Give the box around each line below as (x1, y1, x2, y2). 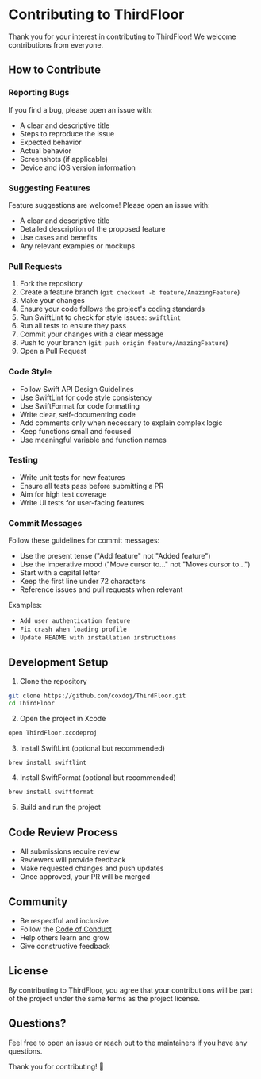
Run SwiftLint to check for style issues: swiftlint (19, 313, 181, 322)
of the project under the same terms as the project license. (8, 993, 201, 1003)
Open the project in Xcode (19, 713, 106, 723)
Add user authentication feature (19, 617, 131, 625)
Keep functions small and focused (19, 426, 132, 436)
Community (8, 895, 68, 908)
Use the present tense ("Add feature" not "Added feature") (19, 551, 212, 561)
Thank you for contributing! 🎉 (8, 1062, 105, 1071)
